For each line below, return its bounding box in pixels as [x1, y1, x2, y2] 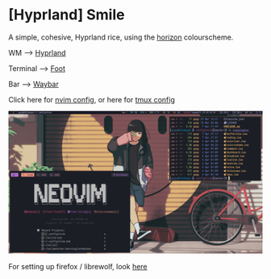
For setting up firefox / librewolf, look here [8, 262, 148, 272]
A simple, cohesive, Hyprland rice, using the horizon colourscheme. [8, 32, 234, 42]
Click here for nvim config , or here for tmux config [8, 94, 176, 104]
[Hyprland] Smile [8, 6, 125, 24]
